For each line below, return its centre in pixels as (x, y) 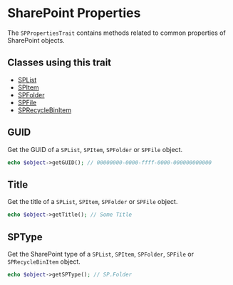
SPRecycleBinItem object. (44, 262)
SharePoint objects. (36, 40)
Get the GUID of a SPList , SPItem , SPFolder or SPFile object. (95, 149)
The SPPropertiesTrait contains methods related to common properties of (116, 33)
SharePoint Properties (74, 13)
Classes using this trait (59, 63)
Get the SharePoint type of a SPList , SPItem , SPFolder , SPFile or (101, 254)
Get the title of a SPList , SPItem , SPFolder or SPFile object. (93, 202)
